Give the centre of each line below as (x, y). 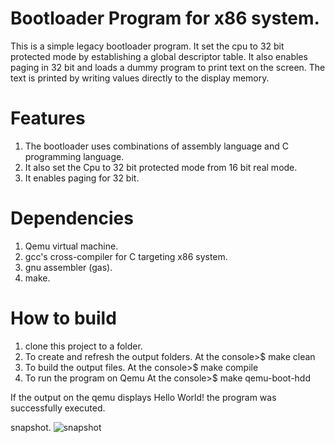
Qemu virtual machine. (71, 246)
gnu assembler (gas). (68, 267)
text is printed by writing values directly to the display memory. (140, 78)
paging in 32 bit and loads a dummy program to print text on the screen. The (168, 67)
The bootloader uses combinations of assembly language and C (156, 146)
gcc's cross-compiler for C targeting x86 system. (126, 256)
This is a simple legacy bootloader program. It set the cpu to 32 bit (147, 46)
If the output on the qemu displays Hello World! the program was (143, 397)
